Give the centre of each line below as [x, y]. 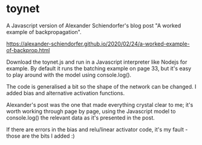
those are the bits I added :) [41, 136]
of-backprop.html [28, 50]
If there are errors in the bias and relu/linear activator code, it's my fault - [97, 129]
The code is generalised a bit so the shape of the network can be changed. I [101, 86]
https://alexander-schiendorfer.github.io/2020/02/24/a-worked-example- [98, 44]
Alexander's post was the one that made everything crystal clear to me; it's [100, 104]
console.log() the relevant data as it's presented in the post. [81, 118]
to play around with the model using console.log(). [69, 75]
